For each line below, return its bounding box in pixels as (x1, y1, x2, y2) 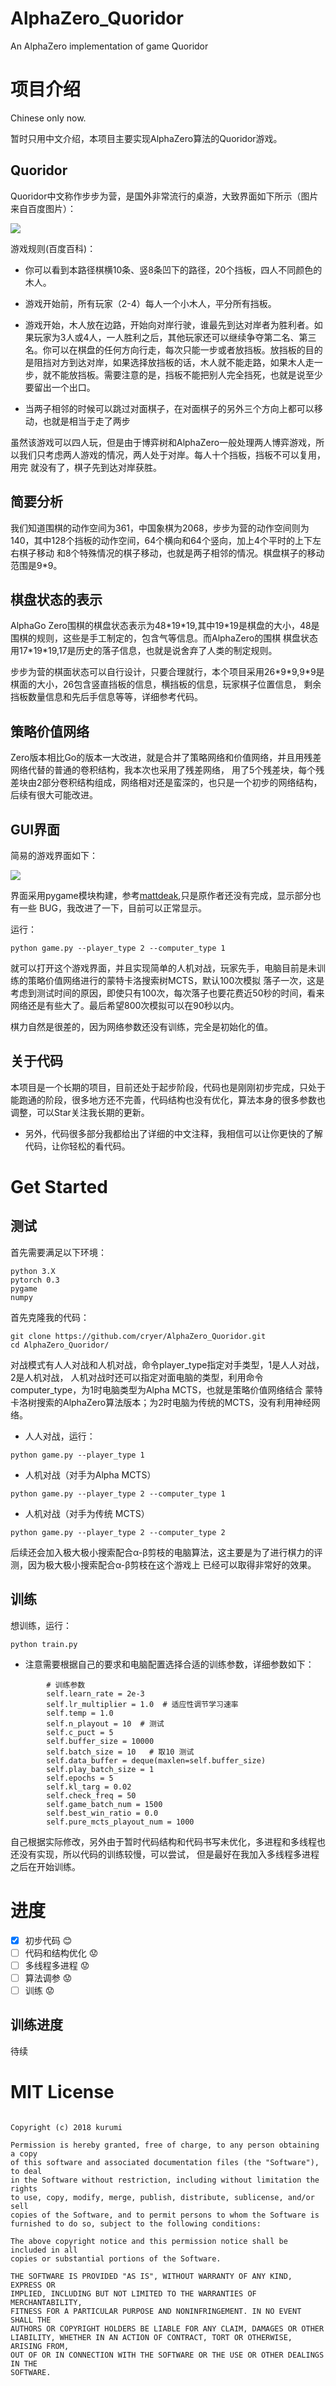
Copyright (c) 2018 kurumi (10, 2122, 123, 2132)
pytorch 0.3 (10, 1275, 60, 1285)
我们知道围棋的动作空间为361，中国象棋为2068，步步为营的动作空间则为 (10, 522, 310, 534)
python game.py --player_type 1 (10, 1450, 145, 1460)
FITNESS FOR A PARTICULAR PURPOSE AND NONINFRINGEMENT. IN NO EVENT (10, 2306, 302, 2316)
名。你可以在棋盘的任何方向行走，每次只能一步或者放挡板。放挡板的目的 (24, 343, 323, 356)
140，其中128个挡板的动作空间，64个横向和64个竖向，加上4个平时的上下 (10, 534, 313, 546)
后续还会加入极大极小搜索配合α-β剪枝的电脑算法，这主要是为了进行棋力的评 (10, 1546, 323, 1558)
